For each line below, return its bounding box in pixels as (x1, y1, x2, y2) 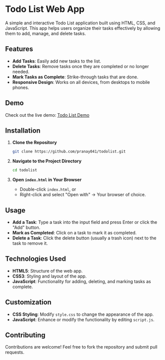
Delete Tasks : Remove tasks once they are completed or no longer (12, 63, 149, 69)
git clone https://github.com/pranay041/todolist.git (12, 149, 126, 154)
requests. (5, 349, 25, 356)
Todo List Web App (5, 3, 85, 15)
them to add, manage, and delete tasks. (5, 30, 86, 36)
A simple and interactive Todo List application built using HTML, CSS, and (5, 20, 156, 26)
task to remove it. (12, 240, 48, 246)
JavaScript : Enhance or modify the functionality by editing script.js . (12, 316, 155, 322)
